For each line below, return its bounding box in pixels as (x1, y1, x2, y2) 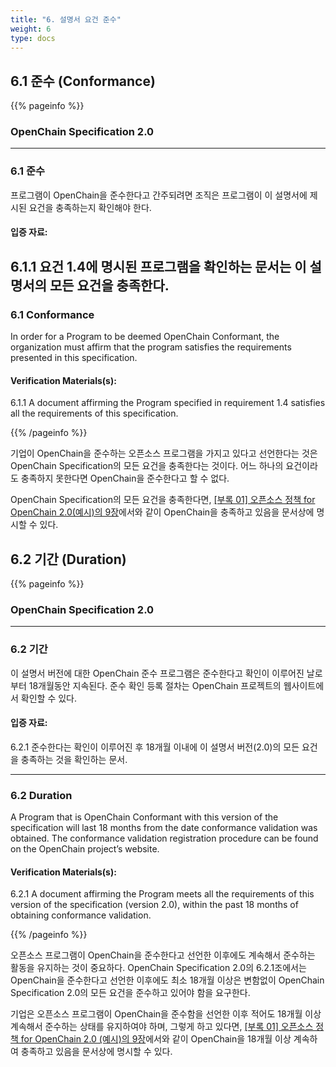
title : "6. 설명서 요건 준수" (10, 14, 122, 25)
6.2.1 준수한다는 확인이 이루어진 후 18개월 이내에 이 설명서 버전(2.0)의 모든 (10, 741, 300, 753)
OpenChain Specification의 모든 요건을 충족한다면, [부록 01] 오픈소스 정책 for (10, 494, 316, 506)
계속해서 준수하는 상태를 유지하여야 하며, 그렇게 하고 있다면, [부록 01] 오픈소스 (10, 1021, 314, 1033)
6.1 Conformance (10, 307, 95, 321)
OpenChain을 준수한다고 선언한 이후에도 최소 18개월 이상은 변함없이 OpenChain (10, 974, 325, 986)
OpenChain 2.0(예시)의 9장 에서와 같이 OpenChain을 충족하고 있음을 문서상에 (10, 506, 315, 518)
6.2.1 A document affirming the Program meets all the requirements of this (10, 888, 315, 900)
